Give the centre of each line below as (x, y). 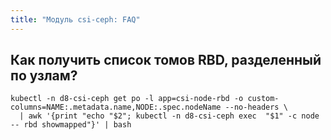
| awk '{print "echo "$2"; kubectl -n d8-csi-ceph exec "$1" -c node (169, 116)
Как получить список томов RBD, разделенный (166, 60)
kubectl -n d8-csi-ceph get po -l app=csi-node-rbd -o (127, 99)
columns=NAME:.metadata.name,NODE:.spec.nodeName (116, 107)
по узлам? (44, 76)
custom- (263, 99)
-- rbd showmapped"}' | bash (71, 125)
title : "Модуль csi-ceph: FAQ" (75, 19)
